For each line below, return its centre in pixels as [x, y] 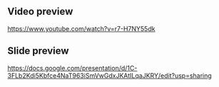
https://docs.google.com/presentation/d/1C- [72, 68]
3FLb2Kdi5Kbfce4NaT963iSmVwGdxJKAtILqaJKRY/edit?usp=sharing [109, 75]
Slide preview [38, 51]
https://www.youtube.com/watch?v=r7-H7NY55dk [81, 28]
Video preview [40, 12]
